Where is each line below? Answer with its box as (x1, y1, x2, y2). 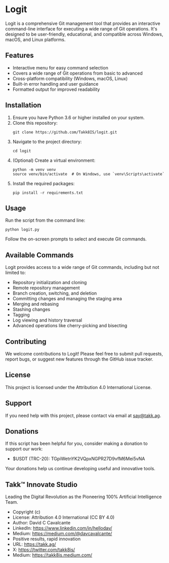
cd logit (12, 148, 31, 153)
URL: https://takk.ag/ (12, 541, 57, 547)
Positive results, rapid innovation (12, 536, 81, 542)
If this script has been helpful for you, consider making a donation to (5, 440, 148, 447)
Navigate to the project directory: (12, 138, 82, 145)
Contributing (5, 337, 47, 346)
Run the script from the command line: (5, 217, 86, 224)
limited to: (5, 270, 26, 276)
